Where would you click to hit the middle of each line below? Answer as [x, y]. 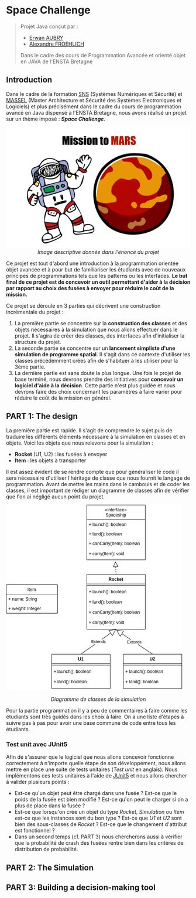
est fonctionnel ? [35, 831]
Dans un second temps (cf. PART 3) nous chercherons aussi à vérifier [98, 837]
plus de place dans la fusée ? [50, 806]
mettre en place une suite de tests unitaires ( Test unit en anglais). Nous [92, 769]
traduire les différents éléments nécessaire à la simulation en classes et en [96, 436]
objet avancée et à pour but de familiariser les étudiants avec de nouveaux [96, 269]
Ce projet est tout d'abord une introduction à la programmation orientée [92, 263]
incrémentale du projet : [35, 312]
